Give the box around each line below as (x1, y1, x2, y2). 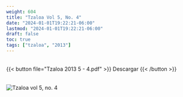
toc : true (6, 37, 31, 43)
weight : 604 (6, 8, 36, 15)
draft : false (6, 31, 39, 37)
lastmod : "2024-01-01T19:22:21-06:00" (6, 25, 103, 32)
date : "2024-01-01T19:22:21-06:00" (6, 20, 95, 26)
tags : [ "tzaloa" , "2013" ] (6, 43, 71, 48)
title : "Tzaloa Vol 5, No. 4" (6, 14, 82, 20)
